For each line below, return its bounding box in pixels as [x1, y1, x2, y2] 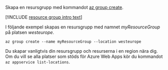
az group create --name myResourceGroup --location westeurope [5, 39, 142, 44]
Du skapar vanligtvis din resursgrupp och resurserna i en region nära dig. [5, 48, 158, 54]
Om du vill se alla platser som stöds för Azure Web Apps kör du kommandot [5, 53, 163, 59]
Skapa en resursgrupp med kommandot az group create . [5, 5, 124, 10]
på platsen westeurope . [5, 29, 55, 35]
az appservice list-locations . [5, 59, 70, 65]
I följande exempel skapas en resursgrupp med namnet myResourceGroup [5, 24, 160, 30]
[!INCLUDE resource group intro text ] [5, 14, 82, 20]
